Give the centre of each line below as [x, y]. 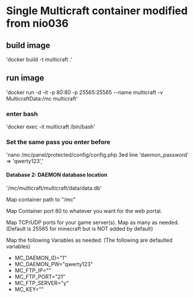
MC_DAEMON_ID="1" [41, 258]
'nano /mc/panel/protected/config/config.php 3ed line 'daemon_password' [98, 155]
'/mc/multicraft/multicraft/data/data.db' [54, 188]
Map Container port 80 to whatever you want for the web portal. [84, 210]
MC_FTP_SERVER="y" [42, 283]
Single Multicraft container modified [97, 11]
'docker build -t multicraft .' [39, 59]
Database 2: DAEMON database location [57, 175]
